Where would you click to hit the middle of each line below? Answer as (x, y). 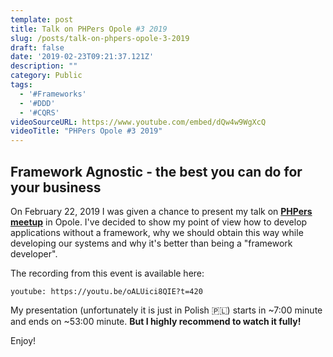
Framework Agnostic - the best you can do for (156, 171)
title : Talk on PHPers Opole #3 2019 (89, 29)
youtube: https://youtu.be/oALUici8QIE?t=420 (106, 291)
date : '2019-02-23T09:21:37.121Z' (82, 57)
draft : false (37, 47)
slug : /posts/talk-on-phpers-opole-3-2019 (100, 38)
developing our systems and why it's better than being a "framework (151, 243)
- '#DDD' (37, 103)
